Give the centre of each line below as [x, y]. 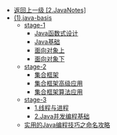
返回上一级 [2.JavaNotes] [50, 10]
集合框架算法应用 [58, 92]
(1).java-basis [33, 18]
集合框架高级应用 [58, 83]
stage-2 [35, 66]
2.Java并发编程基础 [62, 116]
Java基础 [47, 42]
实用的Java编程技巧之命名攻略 [67, 125]
